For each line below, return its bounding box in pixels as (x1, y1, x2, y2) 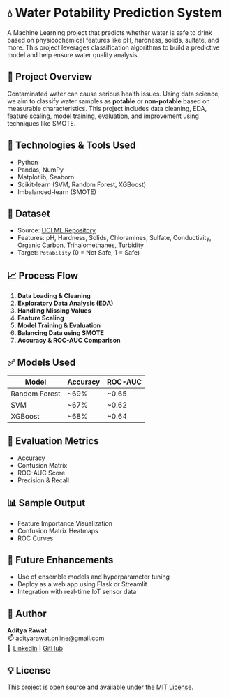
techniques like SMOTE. (7, 119, 76, 127)
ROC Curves (17, 534, 54, 542)
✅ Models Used (7, 356, 76, 368)
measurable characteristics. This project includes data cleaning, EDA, (7, 104, 207, 112)
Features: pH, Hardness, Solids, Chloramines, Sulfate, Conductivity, (17, 234, 212, 242)
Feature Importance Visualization (17, 519, 113, 528)
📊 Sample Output (7, 497, 86, 509)
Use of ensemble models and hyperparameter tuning (17, 572, 170, 581)
